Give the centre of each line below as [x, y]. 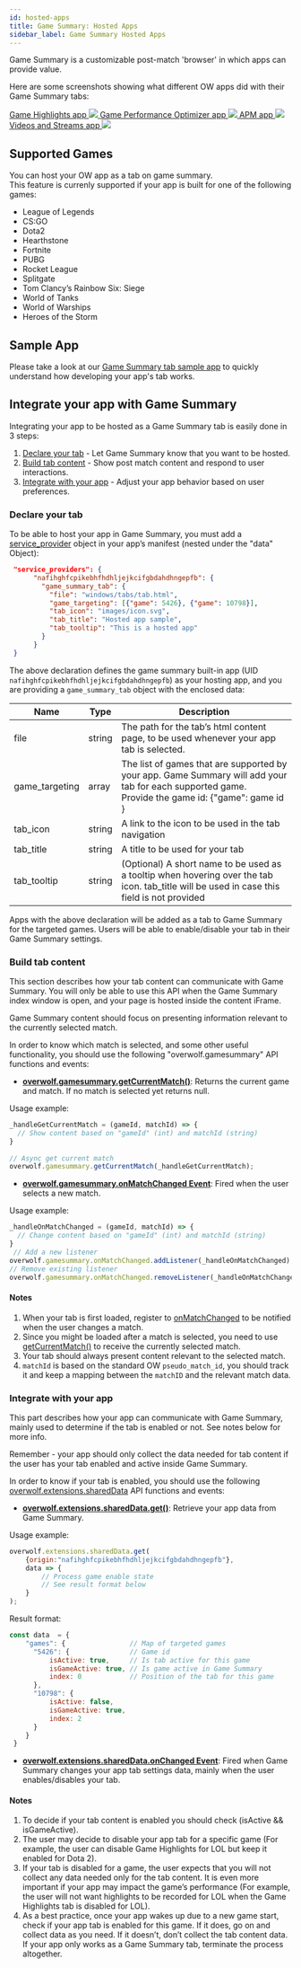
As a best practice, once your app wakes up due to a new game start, [150, 1916]
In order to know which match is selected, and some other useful [129, 1045]
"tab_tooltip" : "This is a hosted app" [124, 628]
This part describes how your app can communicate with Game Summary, [146, 1417]
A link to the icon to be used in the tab [201, 823]
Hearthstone [45, 241]
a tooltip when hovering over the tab [197, 875]
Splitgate [39, 278]
